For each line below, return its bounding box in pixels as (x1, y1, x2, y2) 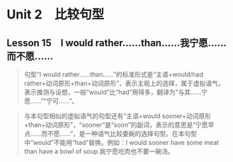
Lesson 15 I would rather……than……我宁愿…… (6, 37, 227, 49)
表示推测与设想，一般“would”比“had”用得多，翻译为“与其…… (23, 88, 202, 96)
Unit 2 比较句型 (6, 6, 105, 23)
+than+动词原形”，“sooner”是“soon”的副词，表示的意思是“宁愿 (23, 121, 208, 129)
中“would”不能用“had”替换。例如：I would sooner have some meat (23, 139, 220, 146)
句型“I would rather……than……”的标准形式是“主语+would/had (23, 70, 203, 79)
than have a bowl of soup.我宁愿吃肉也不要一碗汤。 (23, 147, 174, 156)
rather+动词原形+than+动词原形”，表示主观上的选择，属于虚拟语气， (23, 79, 225, 87)
